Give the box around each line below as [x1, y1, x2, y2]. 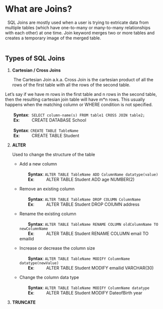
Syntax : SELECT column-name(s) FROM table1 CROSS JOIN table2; [13, 112, 145, 118]
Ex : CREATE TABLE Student [13, 132, 79, 138]
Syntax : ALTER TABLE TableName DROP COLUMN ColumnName [28, 196, 141, 202]
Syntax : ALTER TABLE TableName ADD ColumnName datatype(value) [28, 171, 159, 177]
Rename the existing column [19, 211, 76, 217]
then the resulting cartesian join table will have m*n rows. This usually [5, 96, 145, 102]
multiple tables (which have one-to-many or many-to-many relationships [5, 24, 151, 30]
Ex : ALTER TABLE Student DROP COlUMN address [28, 201, 140, 207]
